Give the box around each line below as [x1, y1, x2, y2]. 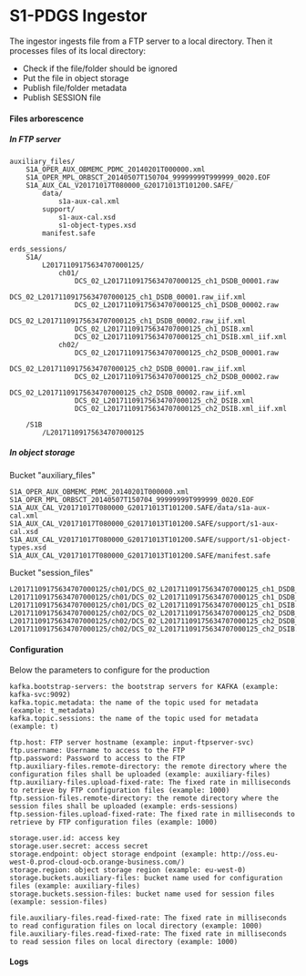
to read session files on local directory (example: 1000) [9, 937, 239, 946]
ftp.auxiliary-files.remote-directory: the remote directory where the [9, 762, 287, 771]
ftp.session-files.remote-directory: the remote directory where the [9, 794, 280, 803]
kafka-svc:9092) [9, 690, 71, 699]
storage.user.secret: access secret [9, 841, 148, 850]
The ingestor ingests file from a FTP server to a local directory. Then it [9, 36, 273, 46]
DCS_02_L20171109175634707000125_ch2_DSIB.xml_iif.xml [74, 404, 287, 413]
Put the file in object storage [22, 72, 129, 83]
